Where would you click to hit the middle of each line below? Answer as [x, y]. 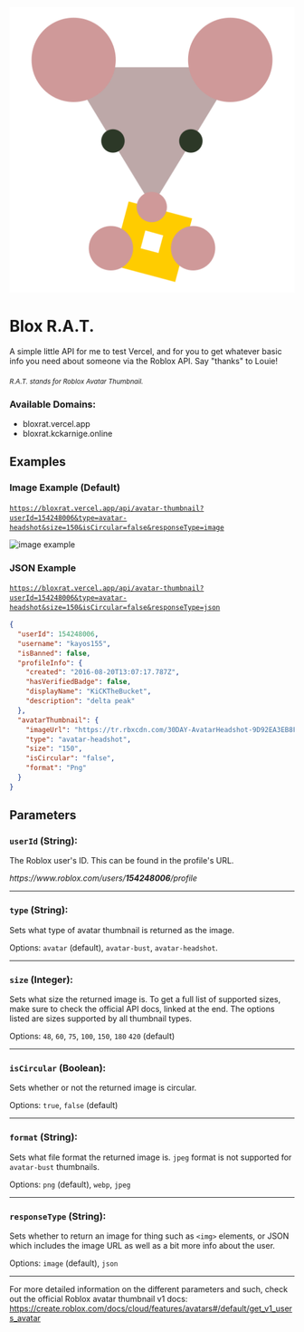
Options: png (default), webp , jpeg [70, 1184]
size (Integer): [42, 980]
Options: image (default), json [64, 1263]
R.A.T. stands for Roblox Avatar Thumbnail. [76, 381]
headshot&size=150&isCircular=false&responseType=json [115, 608]
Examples [38, 462]
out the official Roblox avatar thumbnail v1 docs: [99, 1298]
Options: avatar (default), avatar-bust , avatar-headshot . [114, 947]
